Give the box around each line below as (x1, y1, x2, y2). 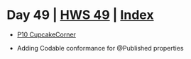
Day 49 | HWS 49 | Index (6, 7, 154, 23)
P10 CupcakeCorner (16, 30, 76, 39)
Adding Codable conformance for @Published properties (16, 44, 184, 52)
